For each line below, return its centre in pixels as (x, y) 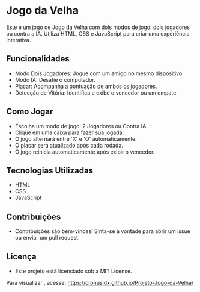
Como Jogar (30, 112)
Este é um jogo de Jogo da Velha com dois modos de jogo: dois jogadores (98, 27)
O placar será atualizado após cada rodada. (69, 145)
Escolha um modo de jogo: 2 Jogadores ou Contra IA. (81, 126)
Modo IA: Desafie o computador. (55, 79)
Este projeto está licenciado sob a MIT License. (73, 271)
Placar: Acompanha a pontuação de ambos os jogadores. (86, 86)
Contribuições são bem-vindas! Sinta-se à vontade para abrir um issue (103, 231)
